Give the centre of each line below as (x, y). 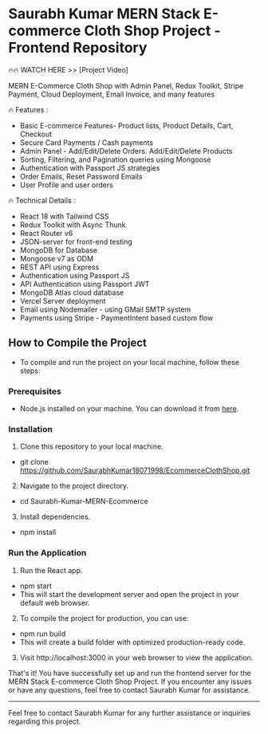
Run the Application (47, 553)
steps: (30, 371)
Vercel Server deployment (63, 300)
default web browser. (55, 603)
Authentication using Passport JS (75, 275)
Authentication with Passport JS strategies (90, 167)
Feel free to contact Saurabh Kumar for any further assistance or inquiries (130, 712)
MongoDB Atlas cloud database (72, 292)
